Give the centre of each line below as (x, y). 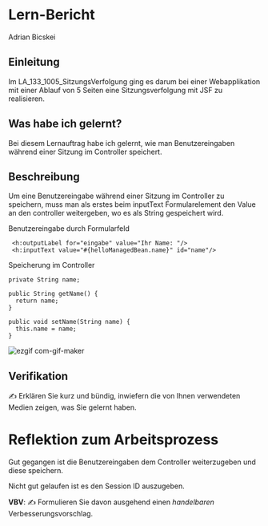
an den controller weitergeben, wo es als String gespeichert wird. (116, 213)
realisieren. (27, 99)
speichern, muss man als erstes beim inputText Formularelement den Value (132, 204)
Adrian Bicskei (32, 37)
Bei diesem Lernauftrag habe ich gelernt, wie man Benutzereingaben (122, 143)
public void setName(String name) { (69, 322)
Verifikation (38, 376)
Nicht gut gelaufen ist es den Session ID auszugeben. (97, 486)
